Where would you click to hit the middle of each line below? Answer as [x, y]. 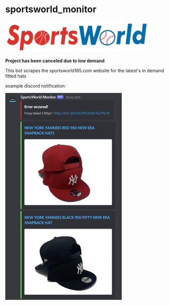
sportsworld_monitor [51, 9]
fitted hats [16, 76]
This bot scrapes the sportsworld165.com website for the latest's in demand [84, 70]
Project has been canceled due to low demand [55, 61]
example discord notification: [36, 86]
